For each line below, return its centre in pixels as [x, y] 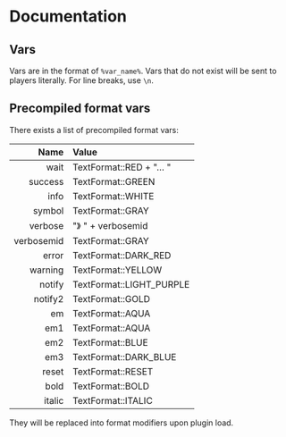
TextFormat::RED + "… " [122, 167]
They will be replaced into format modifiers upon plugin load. [122, 423]
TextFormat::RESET [113, 371]
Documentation [68, 17]
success [46, 181]
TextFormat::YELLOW [118, 270]
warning [47, 270]
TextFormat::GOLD [111, 298]
